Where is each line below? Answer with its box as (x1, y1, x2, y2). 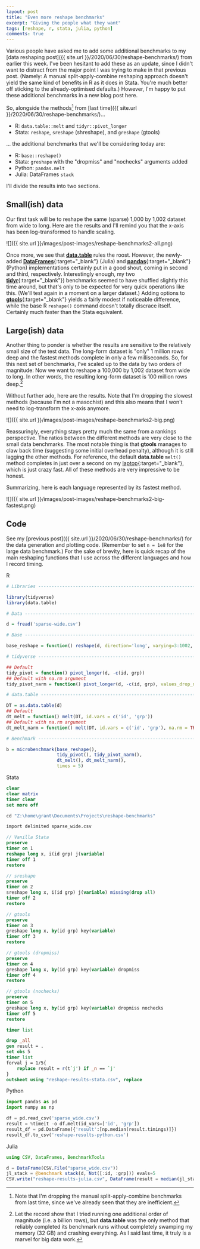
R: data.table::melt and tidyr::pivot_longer (14, 122, 127, 129)
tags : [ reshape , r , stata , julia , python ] (6, 25, 113, 32)
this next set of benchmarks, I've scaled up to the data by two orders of (6, 361, 182, 368)
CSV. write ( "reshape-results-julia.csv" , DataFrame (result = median (6, 1176, 177, 1182)
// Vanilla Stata (6, 834, 49, 841)
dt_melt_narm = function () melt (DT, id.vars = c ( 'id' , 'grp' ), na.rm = (6, 725, 187, 731)
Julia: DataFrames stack (14, 171, 74, 178)
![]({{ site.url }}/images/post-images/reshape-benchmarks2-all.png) (6, 239, 173, 247)
